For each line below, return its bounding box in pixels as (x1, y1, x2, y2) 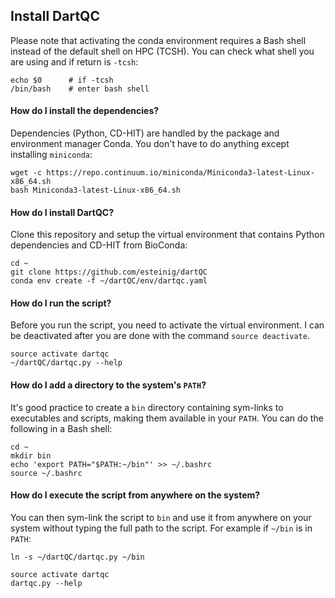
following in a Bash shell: (10, 422, 113, 434)
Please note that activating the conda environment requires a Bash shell (10, 34, 307, 46)
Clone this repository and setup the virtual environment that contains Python (10, 229, 325, 241)
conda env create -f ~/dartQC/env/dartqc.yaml (10, 276, 208, 286)
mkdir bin (10, 450, 52, 461)
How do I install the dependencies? (10, 105, 160, 117)
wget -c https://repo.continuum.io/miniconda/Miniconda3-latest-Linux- (10, 168, 315, 178)
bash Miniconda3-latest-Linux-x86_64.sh (10, 185, 182, 196)
